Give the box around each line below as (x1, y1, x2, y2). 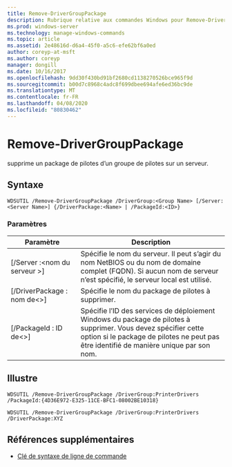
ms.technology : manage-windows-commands (7, 29, 126, 37)
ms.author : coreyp (7, 55, 60, 62)
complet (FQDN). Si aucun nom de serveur (80, 266, 219, 276)
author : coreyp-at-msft (7, 49, 76, 56)
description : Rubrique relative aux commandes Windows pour (7, 17, 184, 23)
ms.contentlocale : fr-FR (7, 94, 79, 101)
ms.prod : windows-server (7, 23, 79, 30)
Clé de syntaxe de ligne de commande (17, 452, 127, 460)
